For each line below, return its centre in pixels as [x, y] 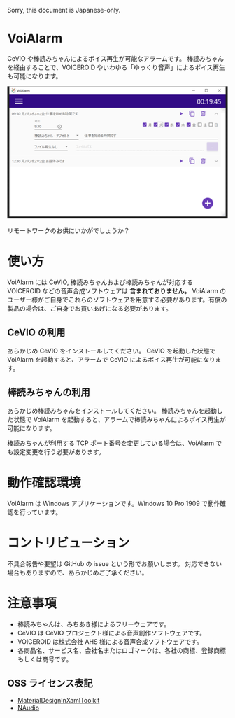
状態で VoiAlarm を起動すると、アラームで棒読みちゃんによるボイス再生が [119, 419]
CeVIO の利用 [36, 333]
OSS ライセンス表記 [50, 683]
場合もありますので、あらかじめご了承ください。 [78, 572]
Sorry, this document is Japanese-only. [64, 10]
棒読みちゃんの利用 [49, 392]
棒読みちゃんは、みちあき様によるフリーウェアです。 [93, 624]
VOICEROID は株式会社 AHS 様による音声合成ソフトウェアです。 [110, 641]
